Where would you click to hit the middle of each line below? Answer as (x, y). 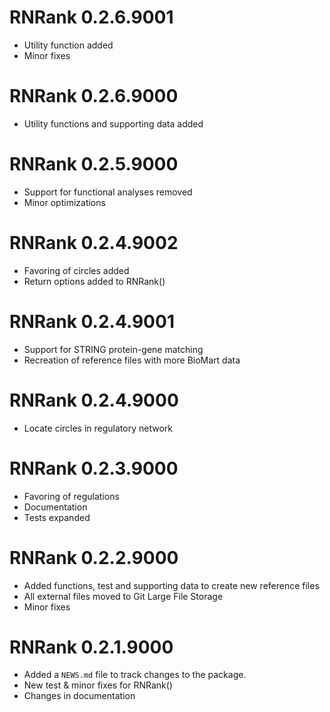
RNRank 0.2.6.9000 (94, 96)
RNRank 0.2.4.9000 (94, 400)
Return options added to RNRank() (94, 281)
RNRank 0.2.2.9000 (94, 557)
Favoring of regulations (71, 496)
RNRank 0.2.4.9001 (92, 321)
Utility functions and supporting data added (113, 123)
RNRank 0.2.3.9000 (94, 468)
